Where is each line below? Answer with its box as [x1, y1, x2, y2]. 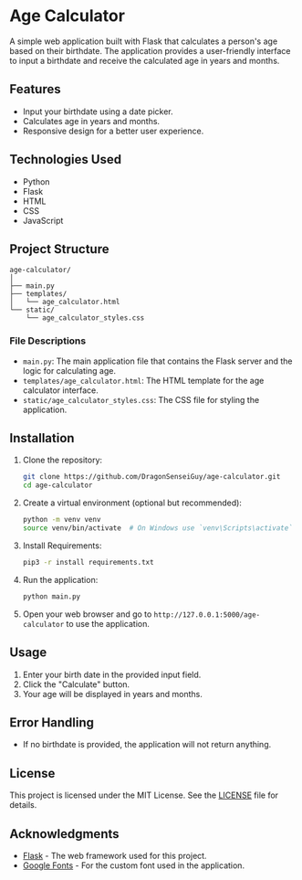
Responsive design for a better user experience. [22, 125, 204, 136]
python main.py [22, 591, 81, 601]
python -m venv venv [22, 515, 101, 525]
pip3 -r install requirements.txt [22, 557, 154, 567]
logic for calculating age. [22, 365, 117, 376]
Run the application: [22, 574, 99, 585]
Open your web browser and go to [22, 609, 152, 620]
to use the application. [66, 618, 151, 629]
